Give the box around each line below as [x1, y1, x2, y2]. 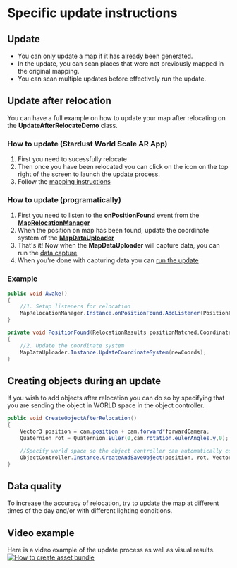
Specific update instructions [7, 5, 178, 21]
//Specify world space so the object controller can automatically [20, 447, 222, 454]
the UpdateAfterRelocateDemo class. [7, 121, 118, 129]
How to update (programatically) [7, 195, 121, 205]
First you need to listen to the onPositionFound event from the [17, 211, 200, 220]
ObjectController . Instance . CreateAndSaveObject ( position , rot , [20, 454, 210, 461]
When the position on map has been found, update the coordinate [17, 226, 209, 235]
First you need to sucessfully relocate [17, 155, 128, 163]
